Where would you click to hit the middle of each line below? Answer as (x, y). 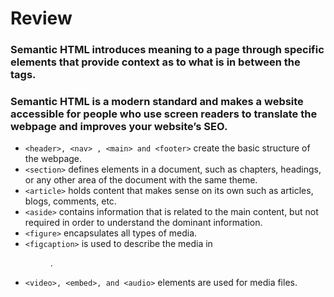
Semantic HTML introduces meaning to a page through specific (167, 50)
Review (41, 18)
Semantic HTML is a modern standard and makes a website (157, 102)
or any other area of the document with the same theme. (141, 180)
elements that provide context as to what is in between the (155, 62)
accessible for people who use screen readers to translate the (164, 114)
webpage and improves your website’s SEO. (119, 127)
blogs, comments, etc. (70, 201)
